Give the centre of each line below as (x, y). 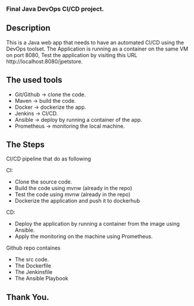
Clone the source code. (43, 182)
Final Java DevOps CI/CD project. (55, 9)
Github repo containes (33, 248)
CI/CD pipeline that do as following (49, 159)
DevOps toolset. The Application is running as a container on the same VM (97, 49)
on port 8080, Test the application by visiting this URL (72, 55)
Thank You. (28, 297)
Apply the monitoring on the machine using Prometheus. (84, 236)
